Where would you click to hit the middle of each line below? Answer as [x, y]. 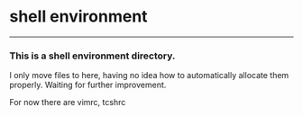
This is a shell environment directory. [92, 56]
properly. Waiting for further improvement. [88, 85]
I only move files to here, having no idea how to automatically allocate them [149, 76]
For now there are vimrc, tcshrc [68, 103]
